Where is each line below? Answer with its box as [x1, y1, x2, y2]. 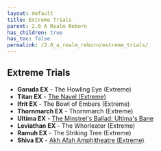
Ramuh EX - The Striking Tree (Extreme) [16, 128, 132, 137]
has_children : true [7, 29, 63, 36]
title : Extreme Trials [7, 16, 72, 23]
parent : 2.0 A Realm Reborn [7, 23, 88, 29]
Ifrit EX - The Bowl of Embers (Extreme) [16, 100, 130, 108]
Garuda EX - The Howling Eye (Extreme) [16, 85, 132, 93]
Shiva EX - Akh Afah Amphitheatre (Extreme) [16, 136, 145, 144]
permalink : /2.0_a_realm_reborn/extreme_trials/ [7, 42, 149, 49]
